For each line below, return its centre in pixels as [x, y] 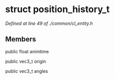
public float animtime [27, 51]
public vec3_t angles [27, 71]
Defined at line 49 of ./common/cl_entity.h [49, 23]
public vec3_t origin [26, 61]
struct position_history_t [57, 9]
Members [21, 39]
